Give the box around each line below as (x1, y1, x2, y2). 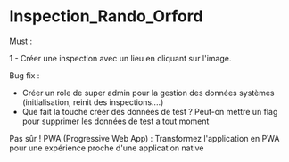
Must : (9, 36, 33, 46)
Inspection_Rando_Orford (9, 6, 203, 27)
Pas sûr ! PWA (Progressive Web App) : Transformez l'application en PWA (9, 133, 280, 143)
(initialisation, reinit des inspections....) (21, 96, 164, 108)
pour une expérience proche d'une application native (9, 142, 204, 153)
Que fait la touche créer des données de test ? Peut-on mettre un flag (21, 106, 278, 117)
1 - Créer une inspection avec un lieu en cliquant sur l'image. (9, 53, 232, 63)
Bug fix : (9, 69, 40, 81)
